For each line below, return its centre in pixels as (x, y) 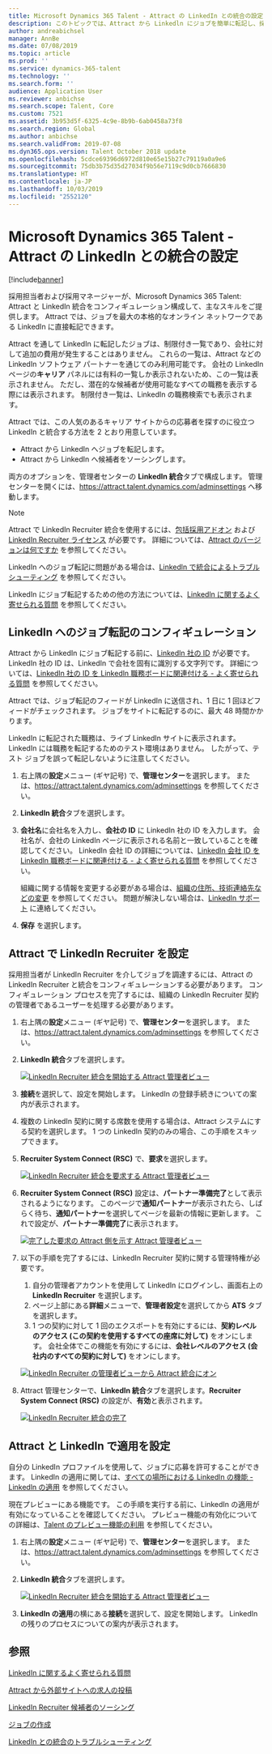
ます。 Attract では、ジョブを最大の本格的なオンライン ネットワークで (139, 316)
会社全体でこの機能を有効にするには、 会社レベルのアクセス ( (149, 1346)
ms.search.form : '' (41, 83)
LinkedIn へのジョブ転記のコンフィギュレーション (132, 632)
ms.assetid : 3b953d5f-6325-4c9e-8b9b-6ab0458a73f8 (96, 121)
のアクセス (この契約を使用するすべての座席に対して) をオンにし (139, 1336)
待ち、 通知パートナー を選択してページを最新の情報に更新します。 (144, 1213)
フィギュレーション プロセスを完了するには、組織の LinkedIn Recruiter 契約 (134, 995)
